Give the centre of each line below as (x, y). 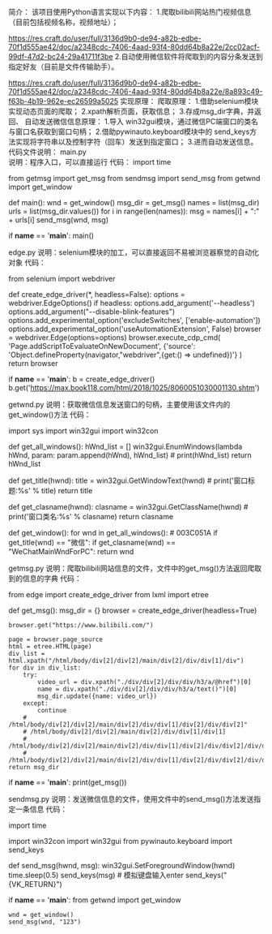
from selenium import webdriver (62, 279)
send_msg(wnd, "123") (45, 922)
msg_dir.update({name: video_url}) (98, 696)
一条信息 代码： (41, 809)
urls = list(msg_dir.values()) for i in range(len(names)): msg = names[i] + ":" (134, 211)
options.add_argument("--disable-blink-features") (92, 312)
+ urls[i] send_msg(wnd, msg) (59, 220)
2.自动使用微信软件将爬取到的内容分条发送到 (189, 56)
